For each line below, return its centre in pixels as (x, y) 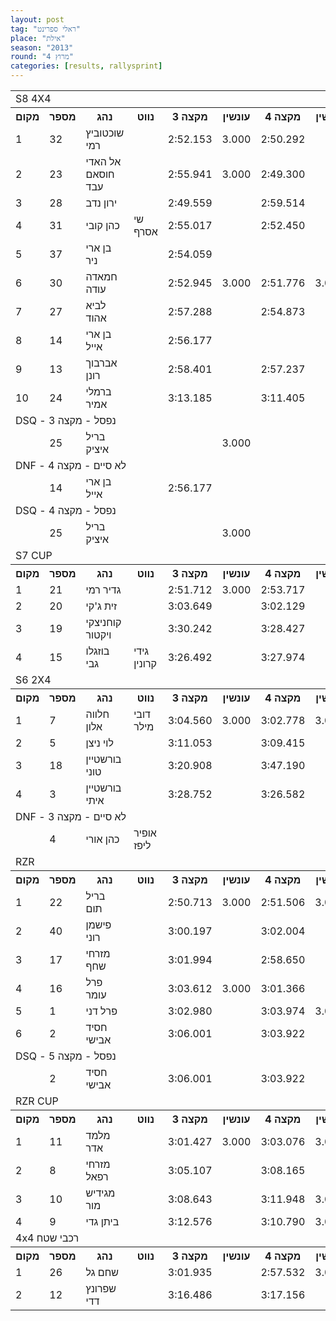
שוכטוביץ (105, 133)
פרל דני (101, 1011)
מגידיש (100, 1193)
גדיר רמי (103, 589)
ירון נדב (101, 203)
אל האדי (103, 161)
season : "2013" (42, 47)
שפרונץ (101, 1288)
